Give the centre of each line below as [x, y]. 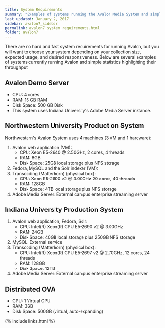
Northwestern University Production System [75, 126]
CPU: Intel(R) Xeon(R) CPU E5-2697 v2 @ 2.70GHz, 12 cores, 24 [84, 253]
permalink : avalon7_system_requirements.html [52, 28]
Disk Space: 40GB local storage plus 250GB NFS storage [77, 237]
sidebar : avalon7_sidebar [31, 23]
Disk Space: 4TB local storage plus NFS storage [68, 189]
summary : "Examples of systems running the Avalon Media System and [77, 14]
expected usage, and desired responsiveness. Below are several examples [81, 57]
